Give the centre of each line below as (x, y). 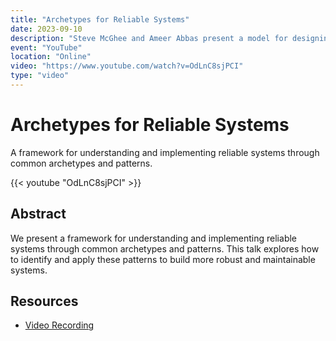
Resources (44, 301)
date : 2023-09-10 (46, 29)
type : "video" (40, 76)
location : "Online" (51, 57)
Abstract (38, 214)
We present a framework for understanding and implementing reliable (154, 238)
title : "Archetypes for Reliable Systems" (100, 19)
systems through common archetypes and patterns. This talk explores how (165, 248)
